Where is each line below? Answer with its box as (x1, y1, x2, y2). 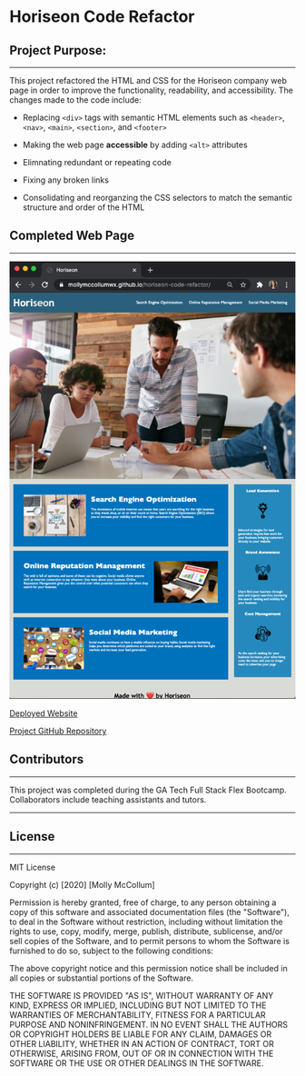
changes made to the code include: (9, 95, 143, 105)
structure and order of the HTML (22, 202, 145, 213)
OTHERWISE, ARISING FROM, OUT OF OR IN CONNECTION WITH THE (9, 1048, 274, 1059)
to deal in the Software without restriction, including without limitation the (9, 916, 283, 927)
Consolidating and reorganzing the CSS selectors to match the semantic (22, 193, 293, 203)
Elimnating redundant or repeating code (22, 157, 172, 167)
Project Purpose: (9, 43, 107, 58)
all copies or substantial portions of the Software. (9, 972, 193, 983)
